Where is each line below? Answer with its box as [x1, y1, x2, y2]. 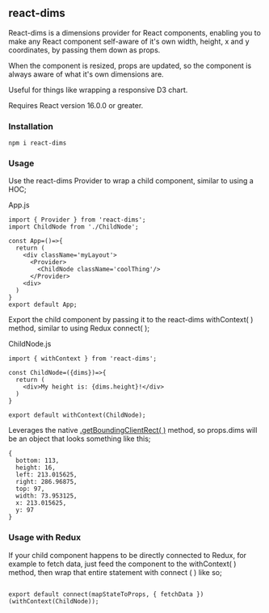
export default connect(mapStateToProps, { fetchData [8, 590, 194, 598]
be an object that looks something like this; [8, 434, 151, 443]
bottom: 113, [15, 456, 60, 465]
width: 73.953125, [15, 492, 78, 500]
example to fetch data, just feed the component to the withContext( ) [8, 559, 237, 569]
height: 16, [15, 464, 57, 472]
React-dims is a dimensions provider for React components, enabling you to [8, 27, 261, 37]
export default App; [8, 300, 78, 309]
